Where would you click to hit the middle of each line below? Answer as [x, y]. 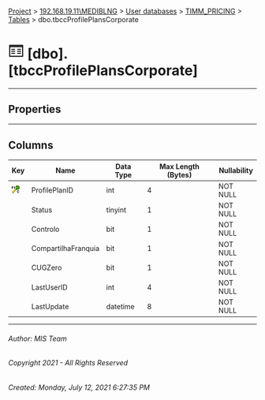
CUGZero [47, 267]
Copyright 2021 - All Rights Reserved [68, 363]
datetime [121, 306]
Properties [35, 109]
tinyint [116, 210]
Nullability [236, 170]
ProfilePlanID [52, 190]
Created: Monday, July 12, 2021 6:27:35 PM [79, 387]
